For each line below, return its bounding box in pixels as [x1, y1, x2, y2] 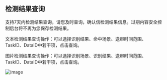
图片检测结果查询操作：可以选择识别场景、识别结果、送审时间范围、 [5, 52, 146, 58]
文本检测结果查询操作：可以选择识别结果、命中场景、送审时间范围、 [5, 35, 146, 41]
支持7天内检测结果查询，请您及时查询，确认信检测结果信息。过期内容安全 [5, 19, 157, 25]
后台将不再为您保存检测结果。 [9, 25, 71, 31]
